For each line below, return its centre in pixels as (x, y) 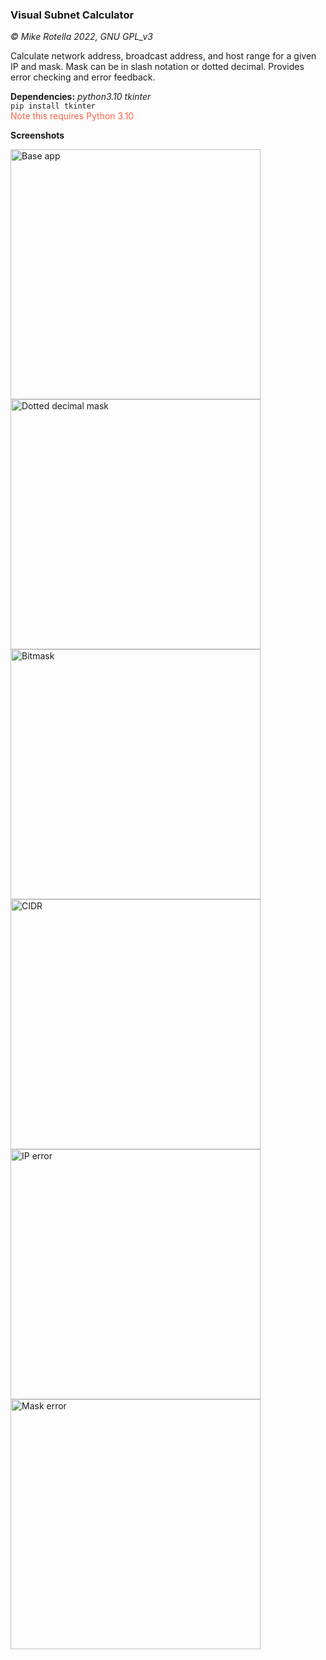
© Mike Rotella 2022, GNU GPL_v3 (82, 37)
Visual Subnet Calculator (72, 15)
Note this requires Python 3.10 (72, 116)
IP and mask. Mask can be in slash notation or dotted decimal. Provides (157, 67)
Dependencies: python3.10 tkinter (81, 97)
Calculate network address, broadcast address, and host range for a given (163, 56)
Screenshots (37, 135)
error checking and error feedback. (83, 77)
